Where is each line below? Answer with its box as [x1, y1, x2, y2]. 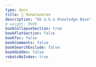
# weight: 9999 [5, 21, 37, 27]
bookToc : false [5, 36, 37, 41]
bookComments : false [5, 40, 49, 45]
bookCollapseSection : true [5, 26, 62, 31]
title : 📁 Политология [5, 12, 51, 17]
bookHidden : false [5, 49, 44, 54]
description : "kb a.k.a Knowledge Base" [5, 17, 92, 22]
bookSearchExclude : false [5, 45, 60, 50]
